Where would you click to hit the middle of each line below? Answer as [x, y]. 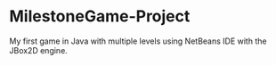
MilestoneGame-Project [100, 16]
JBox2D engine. [39, 50]
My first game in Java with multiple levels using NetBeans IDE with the [138, 41]
